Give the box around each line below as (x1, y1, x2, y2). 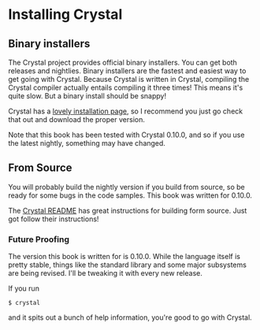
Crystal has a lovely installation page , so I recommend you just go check (8, 106, 243, 116)
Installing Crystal (8, 6, 123, 24)
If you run (8, 284, 39, 293)
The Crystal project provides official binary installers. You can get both (8, 57, 238, 67)
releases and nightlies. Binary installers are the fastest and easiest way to (8, 66, 247, 76)
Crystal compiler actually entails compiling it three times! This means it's (8, 83, 243, 92)
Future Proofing (8, 234, 69, 245)
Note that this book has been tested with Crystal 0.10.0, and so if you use (8, 130, 245, 139)
